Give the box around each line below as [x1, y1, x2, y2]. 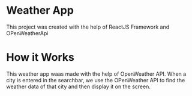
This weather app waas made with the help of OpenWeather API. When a [6, 70, 187, 78]
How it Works [6, 51, 75, 64]
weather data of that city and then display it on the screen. [6, 83, 151, 90]
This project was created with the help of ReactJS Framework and [6, 23, 170, 30]
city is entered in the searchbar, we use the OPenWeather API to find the [6, 76, 185, 83]
